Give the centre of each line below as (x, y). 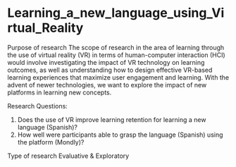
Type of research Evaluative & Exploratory (68, 156)
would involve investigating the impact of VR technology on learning (106, 62)
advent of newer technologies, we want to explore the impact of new (107, 85)
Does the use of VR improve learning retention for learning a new (112, 119)
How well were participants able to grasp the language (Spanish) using (120, 135)
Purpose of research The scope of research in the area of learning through (116, 47)
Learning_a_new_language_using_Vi (116, 13)
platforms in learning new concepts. (60, 92)
